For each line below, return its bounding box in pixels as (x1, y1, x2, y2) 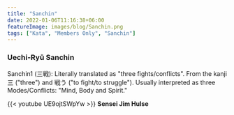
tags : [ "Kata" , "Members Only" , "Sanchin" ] (7, 29, 136, 37)
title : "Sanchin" (7, 10, 58, 17)
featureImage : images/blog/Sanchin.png (7, 23, 124, 30)
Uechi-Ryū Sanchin (7, 53, 75, 63)
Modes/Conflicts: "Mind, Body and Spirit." (7, 86, 128, 94)
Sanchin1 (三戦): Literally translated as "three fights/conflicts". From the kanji (7, 69, 227, 77)
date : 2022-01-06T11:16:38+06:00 (7, 17, 105, 24)
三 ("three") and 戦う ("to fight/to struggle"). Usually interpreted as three (7, 78, 216, 86)
